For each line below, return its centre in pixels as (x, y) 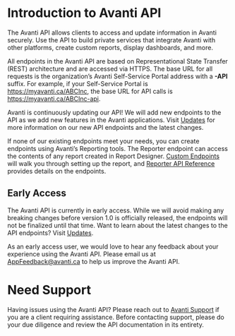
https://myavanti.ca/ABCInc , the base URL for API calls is (90, 91)
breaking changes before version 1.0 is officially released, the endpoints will (117, 217)
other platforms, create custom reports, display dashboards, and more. (110, 47)
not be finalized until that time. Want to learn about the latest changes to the (117, 225)
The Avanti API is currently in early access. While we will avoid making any (116, 210)
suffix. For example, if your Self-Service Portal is (78, 83)
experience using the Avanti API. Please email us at (82, 254)
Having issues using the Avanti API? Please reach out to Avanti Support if (114, 309)
